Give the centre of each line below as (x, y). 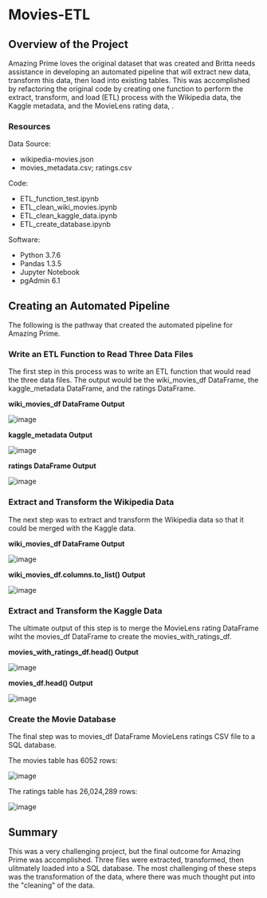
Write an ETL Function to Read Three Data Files (101, 355)
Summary (33, 832)
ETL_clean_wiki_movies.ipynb (69, 207)
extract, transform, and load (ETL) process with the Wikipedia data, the (125, 97)
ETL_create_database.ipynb (65, 224)
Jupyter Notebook (49, 272)
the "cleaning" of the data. (52, 885)
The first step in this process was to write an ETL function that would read (130, 372)
